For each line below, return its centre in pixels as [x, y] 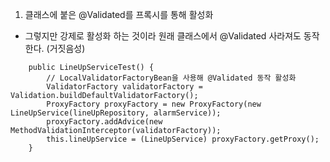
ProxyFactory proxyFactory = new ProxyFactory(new [154, 104]
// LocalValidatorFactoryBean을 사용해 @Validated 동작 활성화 [171, 78]
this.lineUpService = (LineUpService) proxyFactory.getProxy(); [183, 139]
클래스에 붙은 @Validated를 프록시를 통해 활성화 [119, 14]
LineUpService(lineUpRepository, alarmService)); [116, 113]
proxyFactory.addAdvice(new [104, 122]
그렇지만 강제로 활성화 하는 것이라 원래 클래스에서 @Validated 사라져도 [163, 36]
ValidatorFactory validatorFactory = [124, 87]
